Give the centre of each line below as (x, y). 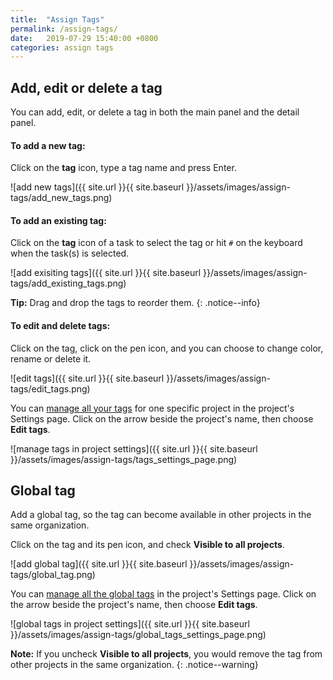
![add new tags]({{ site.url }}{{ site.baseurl (97, 187)
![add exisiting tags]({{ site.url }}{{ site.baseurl (106, 273)
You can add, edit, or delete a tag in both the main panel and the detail (155, 112)
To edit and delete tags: (60, 326)
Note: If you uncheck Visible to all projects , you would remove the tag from (166, 654)
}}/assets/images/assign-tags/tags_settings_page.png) (124, 459)
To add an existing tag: (58, 220)
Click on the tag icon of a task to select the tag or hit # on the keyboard (156, 243)
